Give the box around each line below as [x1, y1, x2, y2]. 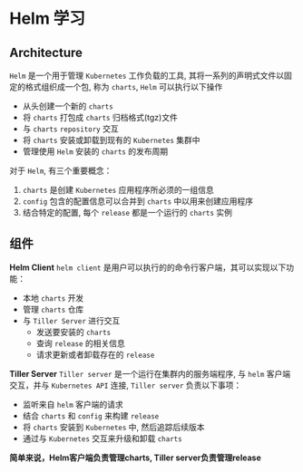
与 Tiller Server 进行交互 [22, 314, 121, 326]
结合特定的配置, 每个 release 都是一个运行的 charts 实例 [22, 207, 233, 217]
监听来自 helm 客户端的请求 [22, 399, 124, 409]
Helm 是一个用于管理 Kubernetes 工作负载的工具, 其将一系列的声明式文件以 [9, 70, 285, 81]
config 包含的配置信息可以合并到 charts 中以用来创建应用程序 [22, 196, 254, 207]
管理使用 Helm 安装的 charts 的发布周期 [22, 146, 169, 157]
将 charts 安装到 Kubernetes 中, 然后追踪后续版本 [22, 421, 206, 432]
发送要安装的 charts [35, 326, 112, 337]
